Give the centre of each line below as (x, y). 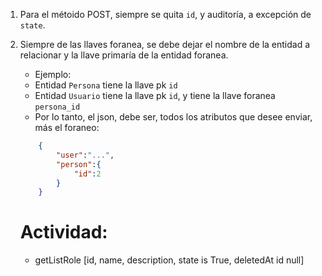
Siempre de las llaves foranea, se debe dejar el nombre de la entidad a (165, 44)
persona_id (57, 107)
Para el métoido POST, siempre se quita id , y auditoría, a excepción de (165, 14)
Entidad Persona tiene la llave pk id (106, 85)
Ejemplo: (53, 74)
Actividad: (63, 232)
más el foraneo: (67, 127)
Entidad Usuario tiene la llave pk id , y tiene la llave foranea (155, 95)
